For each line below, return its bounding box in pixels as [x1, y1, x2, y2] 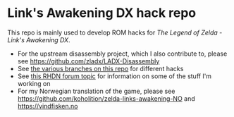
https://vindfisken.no [17, 101, 78, 110]
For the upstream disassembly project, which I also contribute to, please [17, 49, 228, 58]
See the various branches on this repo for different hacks [17, 64, 184, 73]
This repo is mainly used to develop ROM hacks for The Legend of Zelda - [7, 28, 223, 37]
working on [17, 79, 51, 87]
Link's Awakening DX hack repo [7, 5, 197, 21]
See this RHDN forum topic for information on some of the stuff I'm [17, 72, 212, 80]
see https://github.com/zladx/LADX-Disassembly [17, 56, 160, 65]
